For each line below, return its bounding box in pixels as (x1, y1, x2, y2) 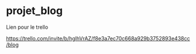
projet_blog (6, 4, 63, 18)
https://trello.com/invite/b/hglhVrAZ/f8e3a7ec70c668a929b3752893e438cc (6, 35, 190, 42)
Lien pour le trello (6, 23, 49, 31)
